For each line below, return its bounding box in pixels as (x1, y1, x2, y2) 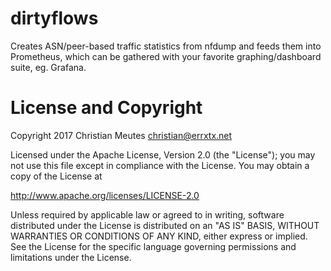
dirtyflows (10, 7, 99, 30)
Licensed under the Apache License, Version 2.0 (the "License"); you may (10, 148, 316, 161)
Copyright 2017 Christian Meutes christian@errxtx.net (10, 129, 233, 141)
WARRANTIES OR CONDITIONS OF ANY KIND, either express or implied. (10, 230, 308, 242)
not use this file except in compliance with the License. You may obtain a (10, 159, 310, 171)
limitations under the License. (10, 251, 132, 263)
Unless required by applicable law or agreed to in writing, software (10, 208, 285, 221)
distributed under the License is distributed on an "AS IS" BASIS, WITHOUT (10, 219, 320, 231)
